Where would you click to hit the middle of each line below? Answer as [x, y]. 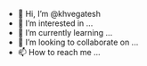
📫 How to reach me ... [59, 52]
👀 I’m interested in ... [55, 23]
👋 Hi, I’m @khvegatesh [59, 14]
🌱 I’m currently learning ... [65, 33]
